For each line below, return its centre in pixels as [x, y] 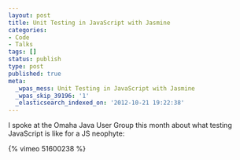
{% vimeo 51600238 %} [47, 149]
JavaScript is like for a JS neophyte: [66, 133]
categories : [28, 30]
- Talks [21, 45]
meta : [17, 81]
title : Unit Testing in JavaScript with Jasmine [89, 23]
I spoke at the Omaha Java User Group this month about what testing [120, 125]
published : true [35, 74]
